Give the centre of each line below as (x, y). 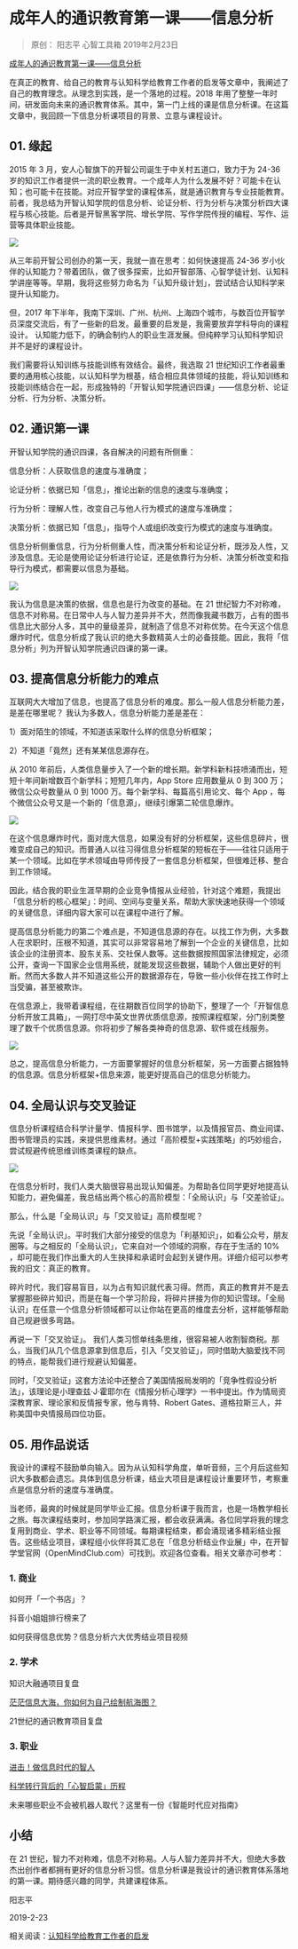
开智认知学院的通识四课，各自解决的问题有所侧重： (102, 452)
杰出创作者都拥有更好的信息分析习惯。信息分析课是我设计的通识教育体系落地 (149, 1869)
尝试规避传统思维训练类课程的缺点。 (75, 1151)
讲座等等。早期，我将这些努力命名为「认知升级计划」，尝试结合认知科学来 (151, 282)
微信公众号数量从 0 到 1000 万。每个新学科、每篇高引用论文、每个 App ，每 (147, 792)
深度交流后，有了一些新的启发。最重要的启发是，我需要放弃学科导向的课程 (153, 323)
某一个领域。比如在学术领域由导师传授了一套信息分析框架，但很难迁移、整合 (149, 860)
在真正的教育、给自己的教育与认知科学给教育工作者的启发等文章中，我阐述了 (149, 82)
